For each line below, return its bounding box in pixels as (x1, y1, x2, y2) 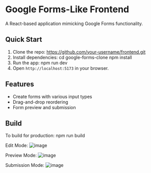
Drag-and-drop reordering (12, 98, 68, 105)
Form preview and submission (12, 104, 77, 110)
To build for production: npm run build (5, 133, 85, 139)
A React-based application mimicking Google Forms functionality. (5, 20, 143, 27)
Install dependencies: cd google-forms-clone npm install (12, 54, 132, 60)
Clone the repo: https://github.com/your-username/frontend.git (12, 48, 146, 55)
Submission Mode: (5, 162, 45, 168)
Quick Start (5, 35, 42, 44)
